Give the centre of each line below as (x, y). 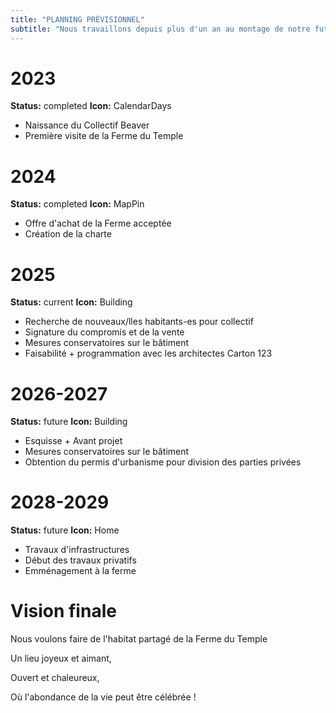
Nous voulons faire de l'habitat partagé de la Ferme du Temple (139, 639)
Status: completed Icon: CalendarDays (91, 106)
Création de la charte (68, 234)
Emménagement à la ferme (80, 571)
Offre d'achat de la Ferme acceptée (98, 223)
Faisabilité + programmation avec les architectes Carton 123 (148, 353)
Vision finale (63, 611)
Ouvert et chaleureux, (55, 678)
